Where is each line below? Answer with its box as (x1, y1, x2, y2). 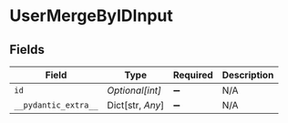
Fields (9, 42, 46, 57)
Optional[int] (107, 84, 162, 97)
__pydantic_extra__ (14, 100, 98, 110)
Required (172, 69, 214, 81)
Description (221, 69, 274, 81)
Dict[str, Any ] (107, 99, 165, 111)
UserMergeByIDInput (9, 5, 173, 26)
